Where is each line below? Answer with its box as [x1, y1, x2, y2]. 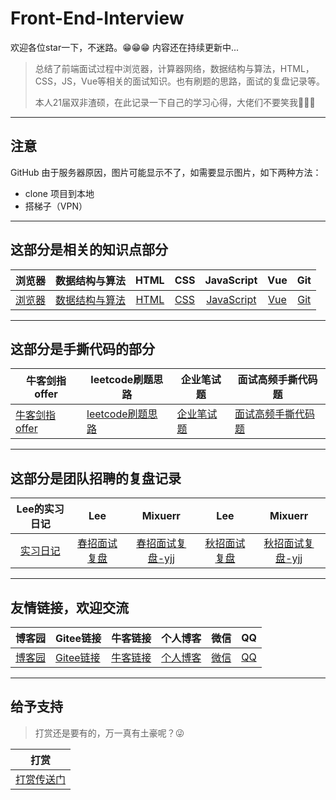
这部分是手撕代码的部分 [10, 340, 155, 357]
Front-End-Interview [10, 7, 185, 30]
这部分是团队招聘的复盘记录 [10, 470, 182, 487]
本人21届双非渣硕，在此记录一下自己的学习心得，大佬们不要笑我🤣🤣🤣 [34, 96, 316, 108]
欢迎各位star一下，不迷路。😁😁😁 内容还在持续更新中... [10, 41, 239, 53]
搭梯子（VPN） [24, 200, 88, 212]
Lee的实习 [16, 502, 65, 516]
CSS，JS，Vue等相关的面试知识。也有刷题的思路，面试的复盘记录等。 [34, 75, 326, 87]
